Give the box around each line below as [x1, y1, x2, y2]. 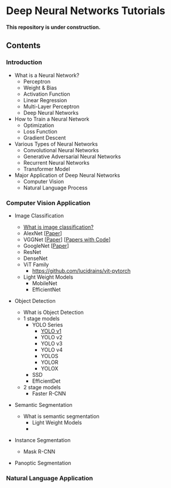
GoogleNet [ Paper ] [23, 242, 69, 249]
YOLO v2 [40, 333, 63, 340]
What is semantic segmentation [23, 413, 100, 420]
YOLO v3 [40, 340, 63, 347]
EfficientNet [32, 286, 61, 293]
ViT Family [23, 260, 49, 268]
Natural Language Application [6, 474, 93, 482]
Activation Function [23, 90, 70, 98]
